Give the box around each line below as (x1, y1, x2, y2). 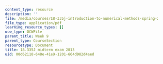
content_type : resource (5, 7, 53, 12)
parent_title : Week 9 (5, 34, 49, 39)
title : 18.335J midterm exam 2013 (5, 47, 75, 52)
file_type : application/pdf (5, 20, 62, 26)
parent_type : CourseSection (5, 38, 62, 43)
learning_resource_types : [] (5, 25, 64, 30)
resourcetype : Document (5, 43, 53, 48)
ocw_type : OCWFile (5, 29, 42, 34)
